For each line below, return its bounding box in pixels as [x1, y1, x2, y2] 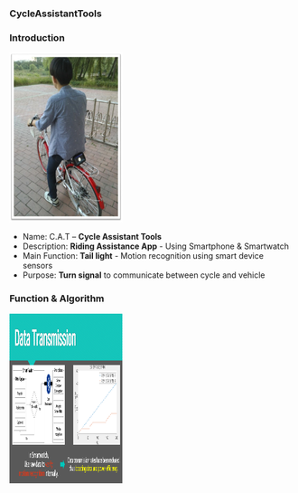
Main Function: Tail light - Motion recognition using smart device [22, 251, 265, 261]
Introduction [9, 31, 65, 43]
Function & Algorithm [9, 292, 105, 305]
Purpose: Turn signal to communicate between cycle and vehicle [22, 270, 265, 280]
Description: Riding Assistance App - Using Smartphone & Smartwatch [22, 241, 290, 251]
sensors [22, 261, 53, 271]
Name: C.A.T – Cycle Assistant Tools [22, 232, 163, 242]
